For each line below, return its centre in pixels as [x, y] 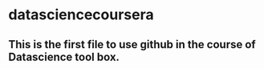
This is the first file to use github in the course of [132, 45]
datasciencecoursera [81, 15]
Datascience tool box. [64, 57]
